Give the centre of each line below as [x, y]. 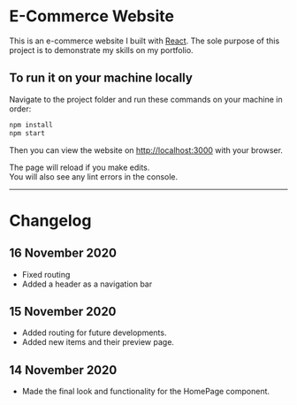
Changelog [50, 221]
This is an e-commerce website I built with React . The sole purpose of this [145, 41]
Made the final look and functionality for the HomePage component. [146, 392]
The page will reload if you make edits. [80, 167]
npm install [31, 125]
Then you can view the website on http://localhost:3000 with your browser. [146, 150]
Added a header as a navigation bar [87, 284]
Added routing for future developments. [94, 332]
